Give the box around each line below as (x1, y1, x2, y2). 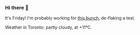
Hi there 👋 (5, 4, 29, 11)
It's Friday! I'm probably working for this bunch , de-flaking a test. (5, 15, 135, 21)
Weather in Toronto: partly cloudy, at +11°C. (5, 24, 92, 30)
